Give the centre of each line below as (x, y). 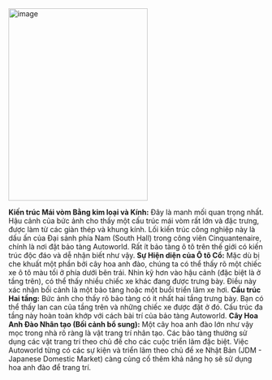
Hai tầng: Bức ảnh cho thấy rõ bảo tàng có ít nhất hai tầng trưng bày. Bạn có (136, 298)
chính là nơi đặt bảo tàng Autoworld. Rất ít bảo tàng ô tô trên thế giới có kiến (136, 246)
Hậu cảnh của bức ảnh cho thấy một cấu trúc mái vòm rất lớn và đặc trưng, (134, 221)
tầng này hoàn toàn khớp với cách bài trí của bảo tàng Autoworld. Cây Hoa (133, 315)
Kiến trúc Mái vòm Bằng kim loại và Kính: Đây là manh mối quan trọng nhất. (136, 212)
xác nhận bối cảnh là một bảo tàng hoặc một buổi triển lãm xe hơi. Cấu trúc (135, 290)
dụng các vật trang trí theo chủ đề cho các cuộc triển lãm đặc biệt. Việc (129, 341)
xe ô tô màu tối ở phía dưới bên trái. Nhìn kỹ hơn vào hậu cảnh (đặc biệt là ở (135, 272)
